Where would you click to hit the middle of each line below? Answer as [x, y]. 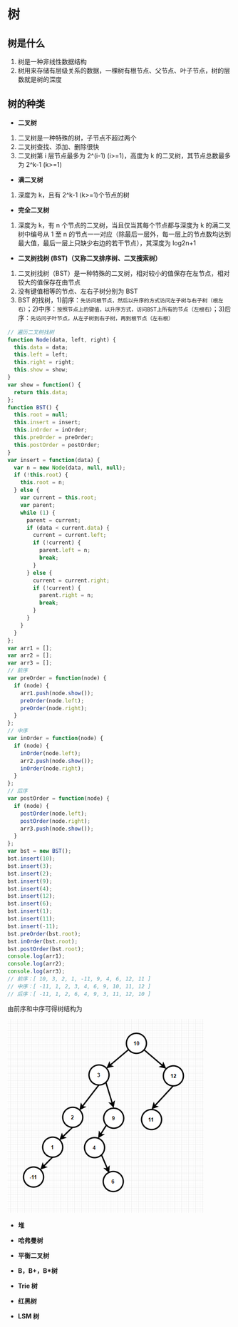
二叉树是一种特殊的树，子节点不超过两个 [77, 138]
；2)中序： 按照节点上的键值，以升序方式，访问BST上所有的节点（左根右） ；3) [125, 309]
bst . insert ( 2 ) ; [30, 873]
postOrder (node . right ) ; [56, 821]
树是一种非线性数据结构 [52, 62]
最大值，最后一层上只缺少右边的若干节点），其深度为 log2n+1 [107, 242]
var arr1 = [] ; [30, 648]
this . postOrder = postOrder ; [57, 445]
